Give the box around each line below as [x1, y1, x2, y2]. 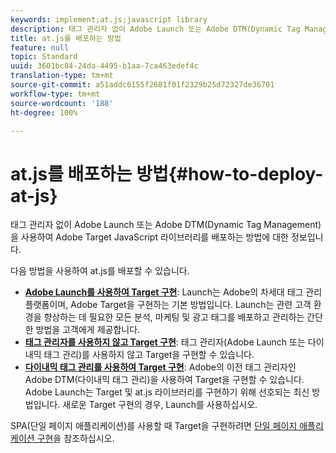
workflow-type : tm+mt [10, 89, 101, 99]
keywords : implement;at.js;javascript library [10, 14, 208, 25]
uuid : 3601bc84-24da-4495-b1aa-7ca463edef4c [10, 61, 199, 71]
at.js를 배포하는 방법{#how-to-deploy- [10, 162, 324, 185]
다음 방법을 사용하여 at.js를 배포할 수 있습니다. [10, 265, 190, 277]
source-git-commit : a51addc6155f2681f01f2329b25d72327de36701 [10, 80, 275, 90]
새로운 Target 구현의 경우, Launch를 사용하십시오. [62, 399, 258, 411]
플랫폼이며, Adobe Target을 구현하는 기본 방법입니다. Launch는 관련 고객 [24, 299, 312, 311]
